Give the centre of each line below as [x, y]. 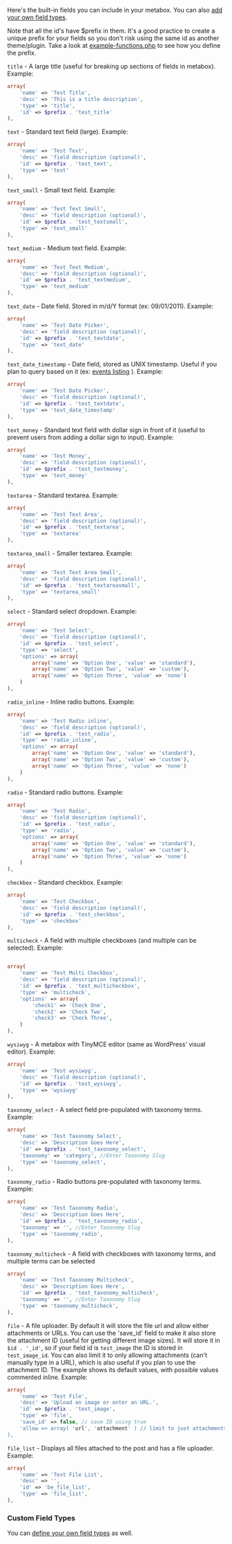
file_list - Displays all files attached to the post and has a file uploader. [110, 1448]
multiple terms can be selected [51, 1261]
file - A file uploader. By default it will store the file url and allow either [108, 1325]
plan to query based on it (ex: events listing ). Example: [85, 372]
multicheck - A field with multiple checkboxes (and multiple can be [102, 941]
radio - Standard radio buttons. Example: [66, 792]
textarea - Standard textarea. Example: [63, 495]
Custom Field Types [41, 1518]
